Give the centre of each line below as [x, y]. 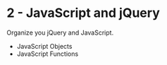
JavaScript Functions [48, 54]
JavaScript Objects [44, 46]
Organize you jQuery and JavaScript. [60, 32]
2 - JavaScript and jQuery [83, 13]
